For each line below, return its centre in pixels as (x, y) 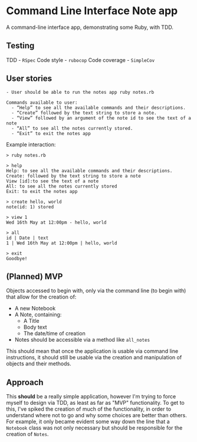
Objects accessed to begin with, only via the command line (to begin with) (96, 291)
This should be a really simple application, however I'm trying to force (91, 397)
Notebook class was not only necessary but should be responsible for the (94, 428)
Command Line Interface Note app (92, 11)
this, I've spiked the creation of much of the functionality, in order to (89, 409)
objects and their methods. (39, 364)
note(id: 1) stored (30, 207)
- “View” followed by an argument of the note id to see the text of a (101, 118)
